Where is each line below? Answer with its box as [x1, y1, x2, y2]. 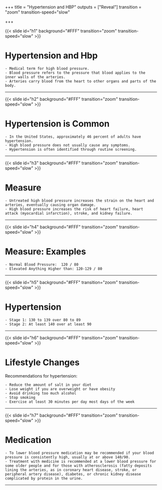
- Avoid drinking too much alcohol [5, 391, 77, 395]
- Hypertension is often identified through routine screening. [5, 147, 137, 152]
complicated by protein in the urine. [5, 476, 83, 481]
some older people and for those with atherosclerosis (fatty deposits [5, 463, 152, 468]
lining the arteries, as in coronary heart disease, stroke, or [5, 467, 137, 472]
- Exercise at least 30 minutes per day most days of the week [5, 399, 135, 404]
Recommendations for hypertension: [5, 373, 78, 379]
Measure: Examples [5, 246, 86, 257]
